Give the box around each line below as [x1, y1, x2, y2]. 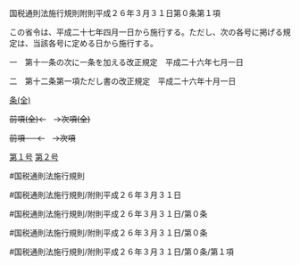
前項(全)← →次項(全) [9, 114, 91, 124]
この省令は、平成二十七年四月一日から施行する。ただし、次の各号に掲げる [9, 27, 283, 37]
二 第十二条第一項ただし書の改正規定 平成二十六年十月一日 [9, 76, 237, 87]
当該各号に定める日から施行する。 [32, 38, 158, 48]
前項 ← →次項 [9, 133, 76, 143]
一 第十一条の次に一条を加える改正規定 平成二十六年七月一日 [9, 57, 244, 67]
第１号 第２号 [9, 152, 59, 162]
